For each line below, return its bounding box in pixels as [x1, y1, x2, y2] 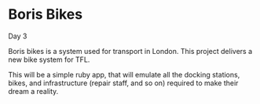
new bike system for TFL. [8, 55, 90, 64]
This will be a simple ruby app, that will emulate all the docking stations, [8, 70, 240, 79]
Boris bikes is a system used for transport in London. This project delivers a [8, 46, 253, 56]
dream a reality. [8, 86, 59, 95]
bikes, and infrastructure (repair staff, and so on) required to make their [8, 78, 239, 88]
